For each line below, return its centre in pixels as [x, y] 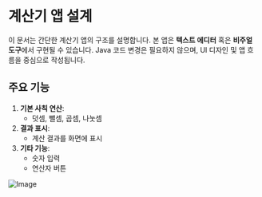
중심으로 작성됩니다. [54, 60]
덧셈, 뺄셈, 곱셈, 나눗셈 [67, 118]
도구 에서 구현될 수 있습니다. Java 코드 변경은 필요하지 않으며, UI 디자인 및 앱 [127, 49]
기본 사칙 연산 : [42, 108]
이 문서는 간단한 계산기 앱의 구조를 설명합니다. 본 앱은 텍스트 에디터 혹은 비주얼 [131, 40]
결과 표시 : [35, 128]
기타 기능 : [35, 148]
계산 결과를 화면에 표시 [67, 138]
